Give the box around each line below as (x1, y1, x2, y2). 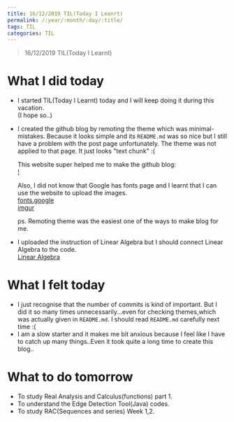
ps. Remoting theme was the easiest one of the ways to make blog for (17, 217, 219, 225)
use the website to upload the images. (17, 189, 128, 197)
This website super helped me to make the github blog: (17, 160, 177, 169)
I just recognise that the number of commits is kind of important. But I (17, 301, 218, 309)
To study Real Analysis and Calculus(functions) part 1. (17, 392, 173, 401)
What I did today (7, 73, 105, 89)
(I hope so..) (17, 111, 52, 119)
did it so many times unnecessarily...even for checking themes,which (17, 308, 217, 316)
